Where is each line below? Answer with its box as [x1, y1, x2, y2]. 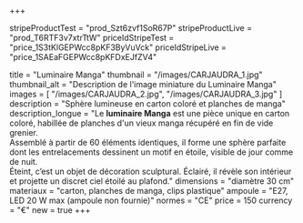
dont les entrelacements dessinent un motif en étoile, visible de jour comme [9, 147, 294, 157]
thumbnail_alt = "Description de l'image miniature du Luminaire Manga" [9, 79, 278, 89]
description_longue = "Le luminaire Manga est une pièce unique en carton [9, 108, 290, 118]
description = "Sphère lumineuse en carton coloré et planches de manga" [9, 98, 287, 109]
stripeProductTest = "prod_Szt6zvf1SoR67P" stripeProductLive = [9, 23, 253, 33]
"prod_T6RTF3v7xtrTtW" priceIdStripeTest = [9, 33, 175, 43]
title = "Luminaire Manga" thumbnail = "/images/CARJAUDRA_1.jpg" [9, 69, 263, 80]
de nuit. [9, 157, 38, 167]
